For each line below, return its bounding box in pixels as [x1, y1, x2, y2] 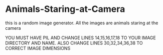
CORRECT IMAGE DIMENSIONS [5, 45, 71, 51]
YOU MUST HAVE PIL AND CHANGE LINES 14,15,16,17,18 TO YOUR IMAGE [5, 35, 156, 41]
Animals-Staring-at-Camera [5, 3, 125, 15]
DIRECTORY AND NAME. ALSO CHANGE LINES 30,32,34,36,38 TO [5, 40, 143, 46]
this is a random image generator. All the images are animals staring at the [5, 20, 158, 26]
